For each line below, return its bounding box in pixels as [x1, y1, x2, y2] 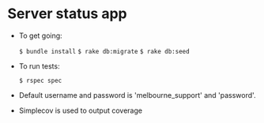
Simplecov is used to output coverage [18, 106, 143, 115]
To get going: [18, 31, 62, 40]
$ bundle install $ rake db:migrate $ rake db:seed [18, 47, 190, 55]
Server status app [7, 5, 127, 23]
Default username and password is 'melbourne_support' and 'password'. [18, 90, 256, 99]
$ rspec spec [18, 76, 62, 84]
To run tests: [18, 61, 60, 71]
